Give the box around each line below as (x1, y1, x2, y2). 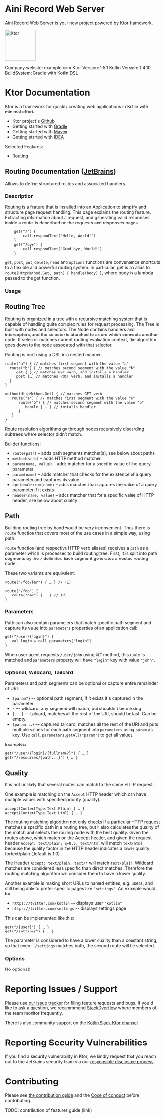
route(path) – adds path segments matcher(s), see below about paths (12, 450, 155, 456)
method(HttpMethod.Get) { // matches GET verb (5, 391, 102, 396)
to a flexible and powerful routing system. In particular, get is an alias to (5, 264, 150, 270)
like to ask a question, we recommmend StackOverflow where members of (5, 1005, 157, 1011)
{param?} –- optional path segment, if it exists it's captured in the (12, 695, 143, 701)
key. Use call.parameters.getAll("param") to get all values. (12, 732, 134, 738)
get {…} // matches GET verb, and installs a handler (16, 370, 129, 374)
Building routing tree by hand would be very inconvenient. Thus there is (5, 524, 150, 531)
